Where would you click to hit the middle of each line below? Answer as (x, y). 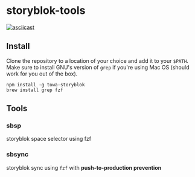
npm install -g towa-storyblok (46, 85)
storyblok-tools (46, 11)
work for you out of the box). (42, 74)
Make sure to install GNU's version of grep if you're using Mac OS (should (98, 67)
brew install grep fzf (35, 90)
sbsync (18, 155)
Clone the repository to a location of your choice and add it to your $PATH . (97, 60)
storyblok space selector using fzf (49, 139)
